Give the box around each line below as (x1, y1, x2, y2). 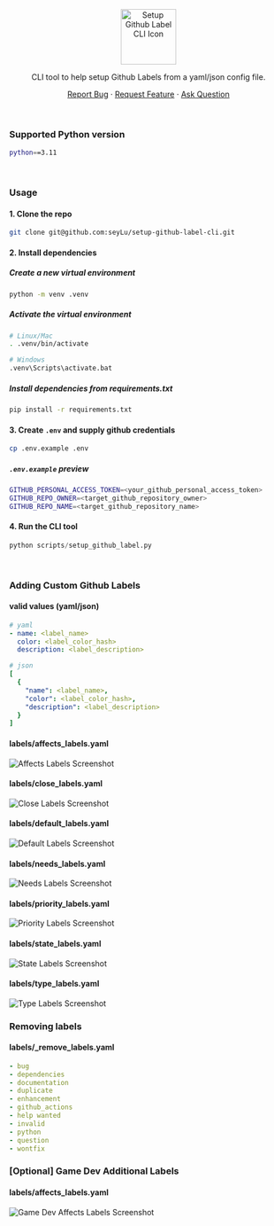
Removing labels (9, 1019, 82, 1032)
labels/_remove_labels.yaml (9, 1042, 115, 1053)
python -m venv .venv (9, 290, 89, 299)
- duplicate (9, 1086, 53, 1096)
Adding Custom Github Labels (9, 579, 141, 591)
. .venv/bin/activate (9, 340, 89, 348)
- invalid (9, 1119, 46, 1128)
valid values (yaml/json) (9, 601, 100, 612)
